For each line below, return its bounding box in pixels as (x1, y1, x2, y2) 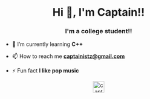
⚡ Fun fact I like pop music (11, 67, 79, 74)
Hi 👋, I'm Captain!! (52, 5, 145, 19)
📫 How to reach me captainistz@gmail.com (11, 53, 125, 60)
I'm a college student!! (65, 27, 132, 36)
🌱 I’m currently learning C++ (11, 40, 83, 48)
